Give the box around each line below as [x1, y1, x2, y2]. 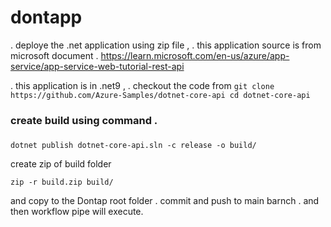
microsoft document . [10, 49, 99, 61]
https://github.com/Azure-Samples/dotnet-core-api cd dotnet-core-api [10, 90, 311, 100]
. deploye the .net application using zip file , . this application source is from [10, 39, 322, 51]
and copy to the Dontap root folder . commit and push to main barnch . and [10, 194, 320, 206]
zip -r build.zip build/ [10, 177, 114, 187]
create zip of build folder [10, 157, 112, 170]
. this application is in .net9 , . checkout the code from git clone [10, 79, 275, 91]
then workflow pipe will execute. [10, 205, 144, 217]
